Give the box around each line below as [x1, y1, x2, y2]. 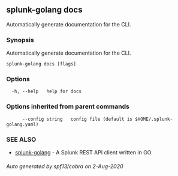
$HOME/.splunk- [134, 116, 173, 122]
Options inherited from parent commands [6, 102, 130, 111]
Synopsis [6, 35, 34, 44]
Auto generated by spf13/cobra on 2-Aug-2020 [6, 162, 124, 170]
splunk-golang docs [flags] [6, 61, 77, 67]
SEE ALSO [6, 135, 37, 144]
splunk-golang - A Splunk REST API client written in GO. [14, 149, 153, 156]
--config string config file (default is [22, 116, 133, 122]
